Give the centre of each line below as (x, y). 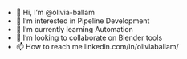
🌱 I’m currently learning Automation (75, 29)
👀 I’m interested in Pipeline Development (83, 21)
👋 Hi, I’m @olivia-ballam (55, 12)
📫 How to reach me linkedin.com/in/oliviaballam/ (97, 47)
